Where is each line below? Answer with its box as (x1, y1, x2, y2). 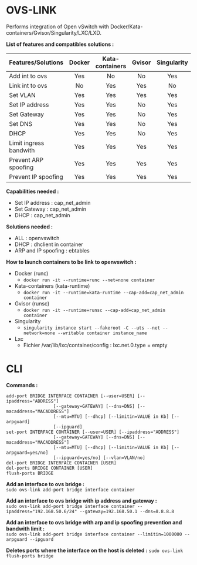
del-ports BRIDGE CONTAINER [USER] (6, 465, 93, 471)
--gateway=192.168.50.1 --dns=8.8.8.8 (79, 508, 175, 514)
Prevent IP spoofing (9, 172, 63, 181)
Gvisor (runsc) (14, 300, 50, 307)
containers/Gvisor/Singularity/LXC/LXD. (6, 29, 101, 36)
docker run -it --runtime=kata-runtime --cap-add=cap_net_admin (23, 290, 184, 295)
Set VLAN (9, 91, 36, 99)
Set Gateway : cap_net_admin (14, 205, 87, 212)
